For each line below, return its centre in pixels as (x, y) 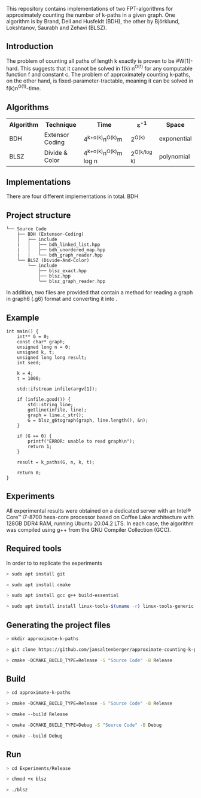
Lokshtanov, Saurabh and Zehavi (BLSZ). (57, 28)
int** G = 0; (33, 337)
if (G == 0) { (34, 436)
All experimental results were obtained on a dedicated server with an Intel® (99, 510)
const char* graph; (41, 342)
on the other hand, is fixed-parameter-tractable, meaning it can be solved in (100, 81)
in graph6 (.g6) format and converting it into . (62, 299)
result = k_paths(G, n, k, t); (56, 462)
